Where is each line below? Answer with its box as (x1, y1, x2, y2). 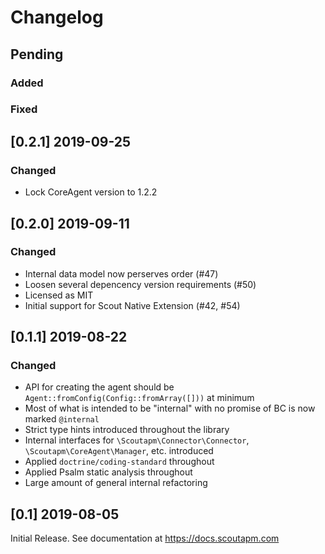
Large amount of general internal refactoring (24, 477, 208, 489)
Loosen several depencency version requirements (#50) (24, 278, 257, 290)
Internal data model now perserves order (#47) (24, 267, 219, 280)
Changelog (10, 6, 104, 29)
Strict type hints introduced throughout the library (24, 424, 230, 436)
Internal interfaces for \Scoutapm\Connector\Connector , (24, 434, 250, 446)
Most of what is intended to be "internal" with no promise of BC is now (24, 402, 316, 415)
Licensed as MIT (24, 289, 94, 301)
